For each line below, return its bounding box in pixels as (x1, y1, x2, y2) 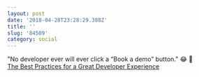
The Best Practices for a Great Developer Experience (7, 62, 160, 71)
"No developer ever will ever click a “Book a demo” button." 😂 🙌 (7, 55, 193, 63)
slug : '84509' (7, 29, 49, 37)
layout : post (7, 10, 45, 17)
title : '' (7, 23, 36, 30)
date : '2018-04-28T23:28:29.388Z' (7, 17, 108, 24)
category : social (7, 36, 58, 43)
